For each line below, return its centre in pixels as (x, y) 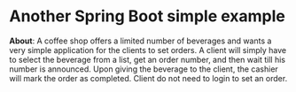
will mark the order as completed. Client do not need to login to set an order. (148, 78)
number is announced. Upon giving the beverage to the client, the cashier (144, 69)
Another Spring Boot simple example (147, 16)
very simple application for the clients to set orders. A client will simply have (148, 50)
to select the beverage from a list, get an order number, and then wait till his (148, 59)
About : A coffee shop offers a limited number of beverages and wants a (140, 41)
